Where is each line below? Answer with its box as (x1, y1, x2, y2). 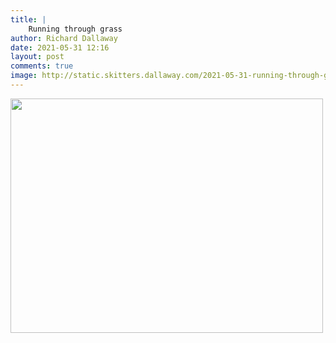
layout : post (10, 52, 65, 62)
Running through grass (28, 24, 123, 34)
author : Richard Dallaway (10, 33, 118, 43)
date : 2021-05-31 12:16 (10, 42, 110, 53)
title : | (10, 14, 47, 25)
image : (10, 71, 38, 81)
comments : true (10, 61, 74, 71)
